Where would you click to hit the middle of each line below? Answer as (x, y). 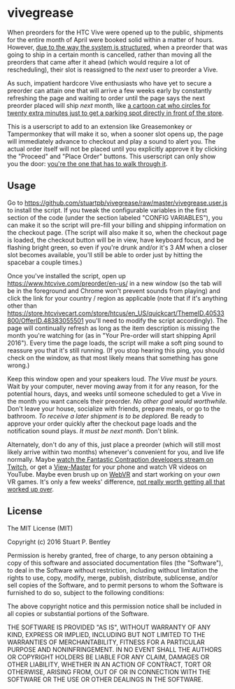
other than (22, 306)
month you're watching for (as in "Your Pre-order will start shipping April (112, 335)
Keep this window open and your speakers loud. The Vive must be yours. (113, 378)
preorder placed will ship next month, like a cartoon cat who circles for (109, 105)
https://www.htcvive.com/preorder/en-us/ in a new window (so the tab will (115, 283)
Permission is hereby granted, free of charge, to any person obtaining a (110, 555)
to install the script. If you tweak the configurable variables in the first (107, 210)
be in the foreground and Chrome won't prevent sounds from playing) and (114, 291)
